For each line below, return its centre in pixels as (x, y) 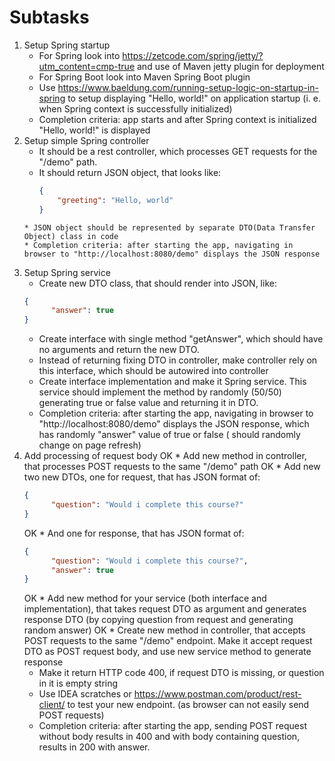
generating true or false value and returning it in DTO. (148, 403)
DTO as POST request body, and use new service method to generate (167, 652)
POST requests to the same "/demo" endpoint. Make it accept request (168, 641)
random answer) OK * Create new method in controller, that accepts (164, 630)
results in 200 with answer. (94, 747)
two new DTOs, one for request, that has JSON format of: (142, 477)
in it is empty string (78, 683)
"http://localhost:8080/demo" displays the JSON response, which (174, 424)
